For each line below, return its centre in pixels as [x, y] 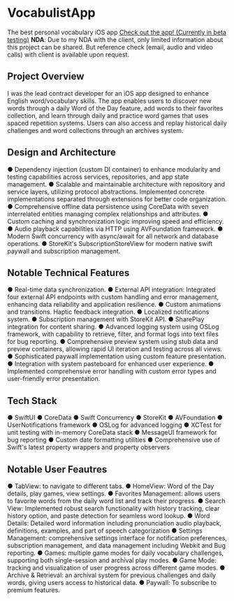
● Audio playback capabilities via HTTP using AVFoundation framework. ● [115, 229]
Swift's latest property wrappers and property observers [88, 447]
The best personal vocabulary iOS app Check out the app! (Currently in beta [117, 32]
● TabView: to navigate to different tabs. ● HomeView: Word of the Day [111, 486]
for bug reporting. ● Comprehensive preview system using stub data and [113, 342]
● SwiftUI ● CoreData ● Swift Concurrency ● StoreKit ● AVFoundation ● [115, 418]
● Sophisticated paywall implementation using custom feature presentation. [117, 356]
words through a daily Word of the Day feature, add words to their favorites [115, 108]
